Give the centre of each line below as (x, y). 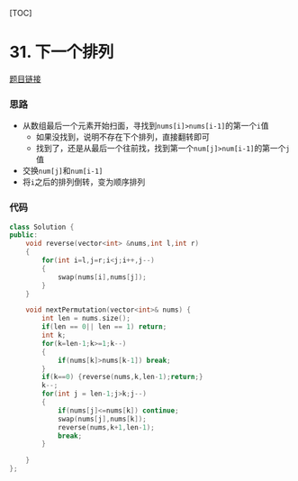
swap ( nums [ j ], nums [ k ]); (102, 419)
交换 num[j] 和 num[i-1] (63, 171)
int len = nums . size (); (86, 319)
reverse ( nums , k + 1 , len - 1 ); (106, 427)
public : (24, 235)
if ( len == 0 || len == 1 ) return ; (104, 327)
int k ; (54, 336)
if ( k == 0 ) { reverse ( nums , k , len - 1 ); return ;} (122, 377)
